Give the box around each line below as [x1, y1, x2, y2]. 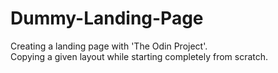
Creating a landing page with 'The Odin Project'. [10, 40, 208, 52]
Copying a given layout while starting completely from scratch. [10, 50, 269, 62]
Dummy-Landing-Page [10, 7, 204, 30]
